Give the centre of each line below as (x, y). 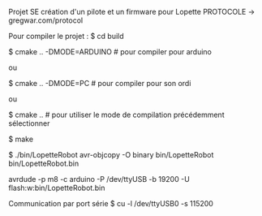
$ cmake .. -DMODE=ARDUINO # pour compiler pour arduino (110, 52)
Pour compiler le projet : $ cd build (66, 36)
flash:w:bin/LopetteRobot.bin (57, 188)
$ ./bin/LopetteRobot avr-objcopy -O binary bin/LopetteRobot (111, 155)
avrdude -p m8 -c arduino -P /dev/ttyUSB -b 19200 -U (99, 179)
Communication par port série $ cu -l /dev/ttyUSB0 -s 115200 (111, 203)
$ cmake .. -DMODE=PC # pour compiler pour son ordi (100, 83)
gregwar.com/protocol (46, 20)
